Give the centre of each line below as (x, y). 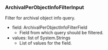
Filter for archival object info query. (40, 18)
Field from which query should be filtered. (61, 33)
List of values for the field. (45, 43)
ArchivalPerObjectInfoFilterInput (45, 7)
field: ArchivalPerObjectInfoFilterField (50, 27)
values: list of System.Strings (41, 38)
